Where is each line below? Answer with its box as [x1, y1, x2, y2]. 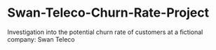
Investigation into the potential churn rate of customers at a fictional [7, 28, 203, 36]
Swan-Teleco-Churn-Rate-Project [7, 5, 209, 21]
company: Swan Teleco [7, 35, 75, 43]
